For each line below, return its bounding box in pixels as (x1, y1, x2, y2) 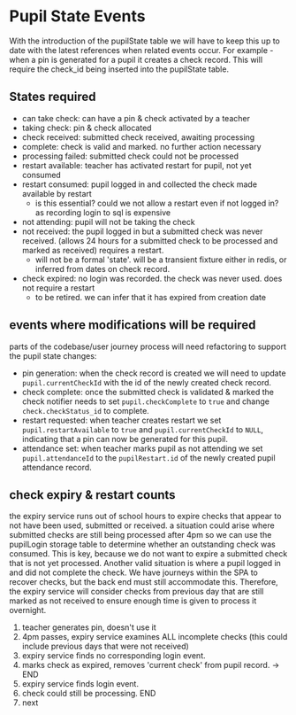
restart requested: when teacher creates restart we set (21, 415, 222, 425)
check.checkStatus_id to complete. (21, 405, 150, 416)
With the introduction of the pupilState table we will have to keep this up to (9, 35, 280, 46)
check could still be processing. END (21, 688, 156, 699)
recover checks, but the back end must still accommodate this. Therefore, (9, 577, 278, 587)
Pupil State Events (9, 6, 146, 27)
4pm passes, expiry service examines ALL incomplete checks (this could (21, 632, 288, 642)
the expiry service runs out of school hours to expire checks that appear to (9, 511, 282, 522)
